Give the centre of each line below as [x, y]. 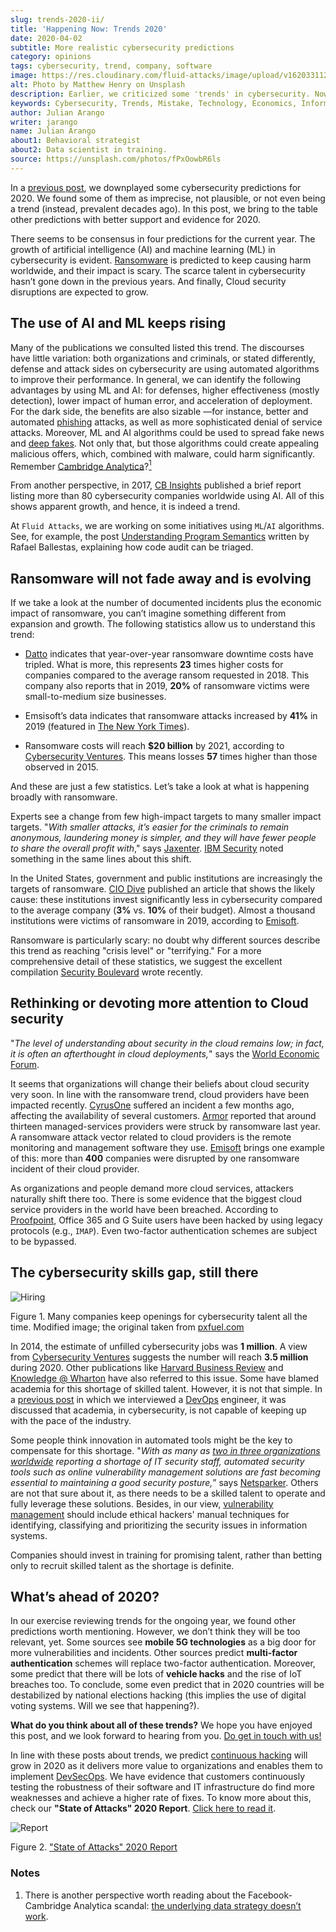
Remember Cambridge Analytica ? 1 [81, 465]
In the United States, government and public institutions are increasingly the [166, 878]
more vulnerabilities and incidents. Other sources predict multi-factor [154, 1653]
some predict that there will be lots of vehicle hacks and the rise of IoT [156, 1674]
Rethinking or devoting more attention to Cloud [159, 1003]
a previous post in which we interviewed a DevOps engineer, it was [148, 1399]
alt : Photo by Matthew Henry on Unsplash [98, 85]
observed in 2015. [61, 767]
